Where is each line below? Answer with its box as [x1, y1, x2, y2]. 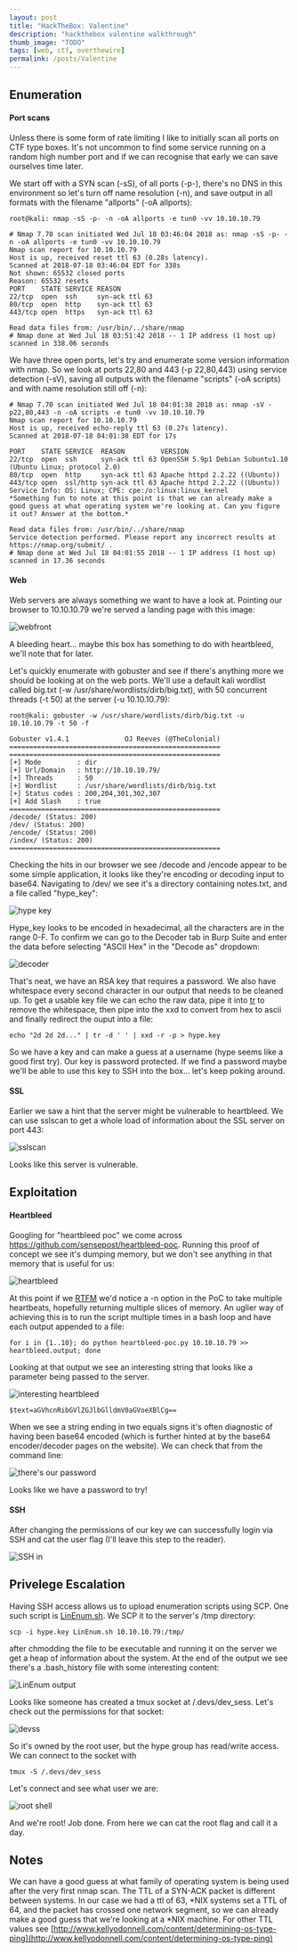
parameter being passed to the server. [9, 1371, 149, 1382]
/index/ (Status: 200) [9, 835, 93, 845]
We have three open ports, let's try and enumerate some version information [9, 354, 290, 365]
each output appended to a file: [9, 1321, 125, 1332]
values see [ [9, 1923, 54, 1934]
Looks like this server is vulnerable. [9, 1160, 139, 1169]
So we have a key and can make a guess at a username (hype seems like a [9, 1046, 284, 1057]
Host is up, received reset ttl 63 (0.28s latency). [9, 253, 209, 262]
